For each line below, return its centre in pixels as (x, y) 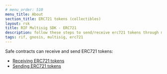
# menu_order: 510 (24, 10)
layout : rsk (17, 23)
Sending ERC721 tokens (37, 66)
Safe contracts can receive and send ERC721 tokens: (59, 51)
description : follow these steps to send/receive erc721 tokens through (82, 33)
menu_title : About (24, 14)
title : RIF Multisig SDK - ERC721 (41, 28)
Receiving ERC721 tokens (38, 61)
